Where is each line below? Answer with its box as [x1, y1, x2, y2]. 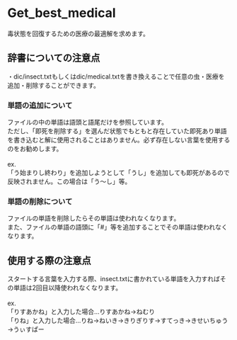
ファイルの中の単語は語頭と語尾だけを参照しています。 [7, 118, 168, 127]
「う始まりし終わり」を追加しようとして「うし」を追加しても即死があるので [7, 169, 230, 177]
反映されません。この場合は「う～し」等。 [7, 177, 132, 186]
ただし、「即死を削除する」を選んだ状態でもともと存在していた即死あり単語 [7, 127, 228, 135]
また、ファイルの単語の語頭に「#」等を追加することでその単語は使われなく [7, 223, 228, 232]
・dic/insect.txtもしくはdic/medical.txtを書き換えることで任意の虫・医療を [7, 72, 225, 81]
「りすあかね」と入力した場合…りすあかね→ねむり [7, 307, 156, 316]
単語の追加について [7, 101, 73, 110]
